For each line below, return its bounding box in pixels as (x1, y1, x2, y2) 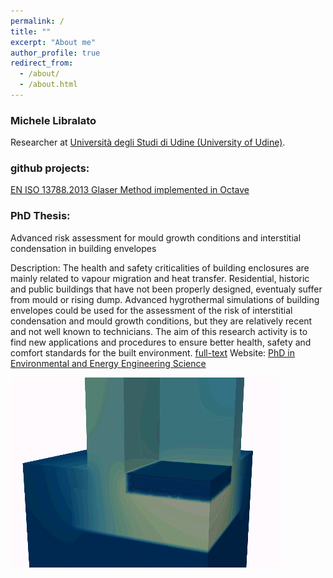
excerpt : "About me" (10, 37, 97, 47)
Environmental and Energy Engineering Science (10, 357, 207, 369)
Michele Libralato (10, 113, 97, 127)
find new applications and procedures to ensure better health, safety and (10, 336, 312, 348)
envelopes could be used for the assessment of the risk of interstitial (10, 304, 293, 316)
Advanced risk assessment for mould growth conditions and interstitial (10, 231, 302, 244)
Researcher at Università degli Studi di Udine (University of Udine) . (10, 136, 286, 149)
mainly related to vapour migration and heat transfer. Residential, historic (10, 272, 310, 284)
